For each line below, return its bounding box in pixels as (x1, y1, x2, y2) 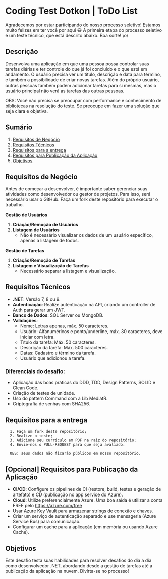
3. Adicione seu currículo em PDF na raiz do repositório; (10, 438, 137, 443)
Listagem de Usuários (12, 227, 60, 233)
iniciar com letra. (20, 334, 55, 340)
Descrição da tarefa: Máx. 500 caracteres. (20, 345, 108, 351)
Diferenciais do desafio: (5, 368, 65, 375)
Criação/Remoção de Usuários (12, 222, 78, 228)
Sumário (5, 123, 33, 132)
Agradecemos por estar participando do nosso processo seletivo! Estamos (5, 22, 161, 28)
